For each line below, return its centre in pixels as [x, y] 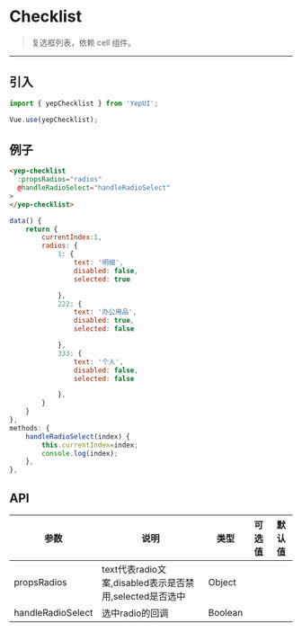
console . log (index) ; [80, 453]
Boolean [226, 613]
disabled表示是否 [149, 583]
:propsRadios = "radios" [60, 180]
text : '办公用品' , [105, 312]
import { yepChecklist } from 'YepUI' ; [84, 103]
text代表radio [130, 570]
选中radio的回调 [135, 613]
